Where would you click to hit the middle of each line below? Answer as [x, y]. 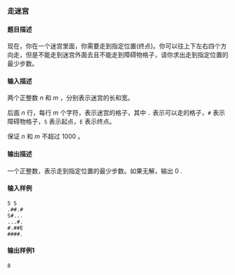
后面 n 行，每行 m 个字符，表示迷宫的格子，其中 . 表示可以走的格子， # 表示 [116, 113]
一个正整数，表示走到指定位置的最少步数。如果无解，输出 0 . [95, 170]
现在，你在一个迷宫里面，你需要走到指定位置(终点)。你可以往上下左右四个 [114, 46]
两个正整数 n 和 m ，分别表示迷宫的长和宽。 [71, 98]
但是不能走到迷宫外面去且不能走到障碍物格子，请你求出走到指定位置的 [127, 55]
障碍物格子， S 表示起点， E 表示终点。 [61, 121]
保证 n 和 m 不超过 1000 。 [46, 136]
